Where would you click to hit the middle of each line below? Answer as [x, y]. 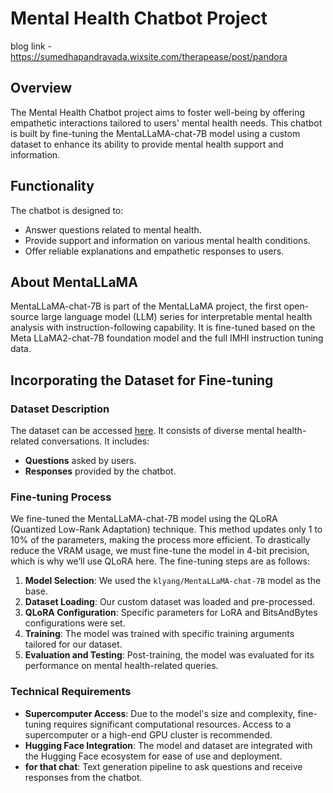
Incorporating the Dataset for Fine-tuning [142, 380]
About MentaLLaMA [74, 282]
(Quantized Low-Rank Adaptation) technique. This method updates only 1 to [166, 529]
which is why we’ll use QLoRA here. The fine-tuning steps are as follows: [160, 561]
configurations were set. [75, 623]
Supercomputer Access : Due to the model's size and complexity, [160, 713]
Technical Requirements [71, 692]
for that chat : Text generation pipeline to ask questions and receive [163, 766]
